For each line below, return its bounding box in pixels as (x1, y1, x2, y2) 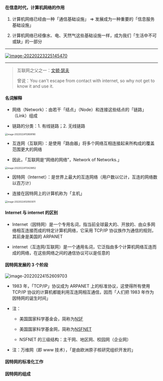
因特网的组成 (5, 371, 31, 377)
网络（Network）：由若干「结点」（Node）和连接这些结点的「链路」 (12, 107, 147, 113)
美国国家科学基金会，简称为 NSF (19, 316, 83, 322)
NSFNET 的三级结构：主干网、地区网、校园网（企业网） (19, 336, 131, 342)
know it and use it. (16, 83, 54, 89)
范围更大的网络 (12, 146, 42, 153)
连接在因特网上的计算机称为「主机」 (12, 190, 85, 196)
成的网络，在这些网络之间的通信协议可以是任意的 (12, 250, 110, 256)
